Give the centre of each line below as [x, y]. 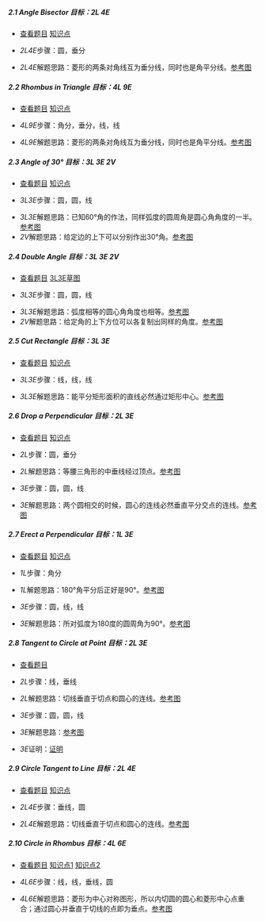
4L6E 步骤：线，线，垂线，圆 [66, 881]
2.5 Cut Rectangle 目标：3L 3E [59, 341]
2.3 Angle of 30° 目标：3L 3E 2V [62, 162]
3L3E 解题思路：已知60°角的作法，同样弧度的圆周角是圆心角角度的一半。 [138, 217]
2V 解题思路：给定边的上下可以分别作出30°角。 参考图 [106, 236]
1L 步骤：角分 [40, 573]
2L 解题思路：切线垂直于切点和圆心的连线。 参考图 [100, 698]
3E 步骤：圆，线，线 [52, 606]
